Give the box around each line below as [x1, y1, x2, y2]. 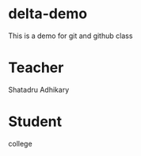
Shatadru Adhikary [8, 85, 70, 94]
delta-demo [8, 5, 88, 23]
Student [8, 112, 63, 131]
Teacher [8, 59, 64, 77]
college [8, 139, 33, 148]
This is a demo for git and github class [8, 31, 133, 40]
